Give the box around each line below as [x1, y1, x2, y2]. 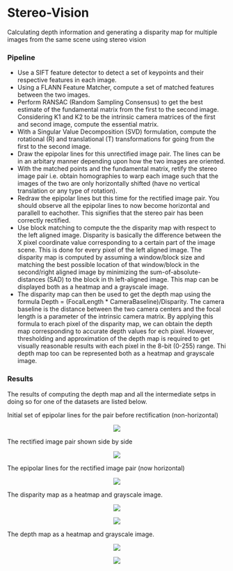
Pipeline [7, 52, 35, 62]
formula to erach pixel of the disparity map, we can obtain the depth [17, 320, 213, 328]
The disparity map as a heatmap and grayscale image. [7, 490, 163, 499]
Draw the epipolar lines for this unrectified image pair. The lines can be [17, 150, 220, 158]
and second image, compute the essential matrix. [17, 120, 159, 129]
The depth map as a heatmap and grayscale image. [7, 530, 154, 538]
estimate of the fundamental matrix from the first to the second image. [17, 106, 219, 114]
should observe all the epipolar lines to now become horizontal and [17, 202, 210, 210]
